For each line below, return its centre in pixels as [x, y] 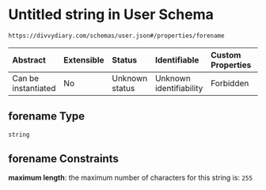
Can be [26, 78]
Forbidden [230, 83]
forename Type [47, 116]
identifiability [179, 88]
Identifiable [177, 59]
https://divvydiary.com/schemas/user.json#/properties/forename [116, 36]
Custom [226, 55]
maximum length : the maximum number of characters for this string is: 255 [131, 178]
